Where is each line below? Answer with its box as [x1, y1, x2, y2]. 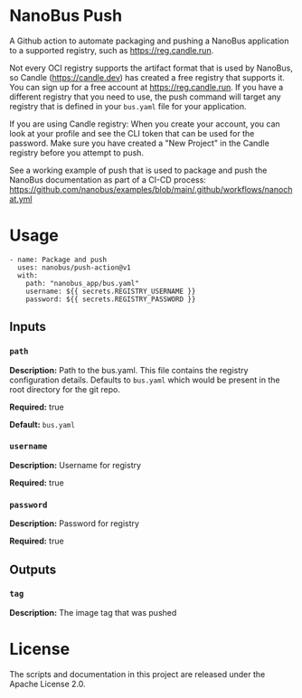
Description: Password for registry [9, 518, 140, 529]
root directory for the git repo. [9, 383, 120, 394]
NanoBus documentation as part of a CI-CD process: [9, 174, 206, 185]
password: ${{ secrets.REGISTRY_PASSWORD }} [25, 295, 196, 304]
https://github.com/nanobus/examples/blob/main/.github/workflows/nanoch [9, 184, 293, 194]
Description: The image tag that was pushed [9, 607, 177, 618]
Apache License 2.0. [9, 678, 86, 689]
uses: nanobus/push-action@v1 [17, 263, 131, 272]
